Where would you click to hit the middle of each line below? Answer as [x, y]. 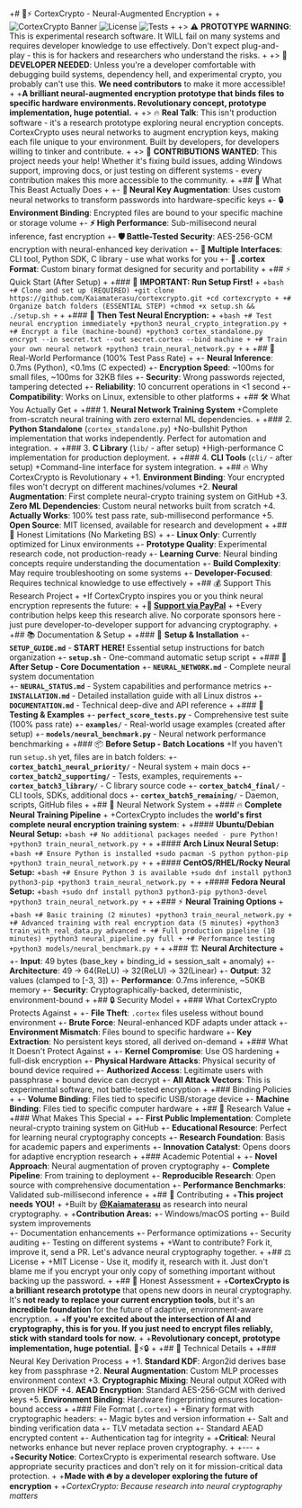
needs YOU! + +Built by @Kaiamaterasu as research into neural [129, 1204]
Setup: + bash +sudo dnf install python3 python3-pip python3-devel [138, 891]
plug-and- [260, 45]
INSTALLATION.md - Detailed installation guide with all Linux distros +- [136, 695]
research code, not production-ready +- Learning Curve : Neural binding [144, 554]
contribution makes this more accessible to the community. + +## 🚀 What [146, 180]
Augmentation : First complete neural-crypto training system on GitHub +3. [148, 496]
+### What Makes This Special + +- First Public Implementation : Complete [151, 1118]
